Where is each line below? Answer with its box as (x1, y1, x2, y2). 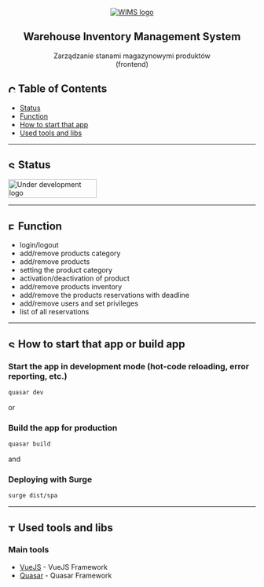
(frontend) (115, 59, 149, 68)
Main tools (8, 545, 49, 556)
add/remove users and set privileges (19, 299, 139, 308)
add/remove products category (19, 248, 121, 259)
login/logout (19, 240, 59, 250)
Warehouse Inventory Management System (23, 30, 241, 43)
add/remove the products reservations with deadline (19, 291, 190, 300)
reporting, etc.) (8, 370, 68, 381)
